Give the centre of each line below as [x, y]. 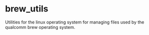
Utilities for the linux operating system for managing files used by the [75, 22]
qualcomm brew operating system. [40, 27]
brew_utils [27, 9]
